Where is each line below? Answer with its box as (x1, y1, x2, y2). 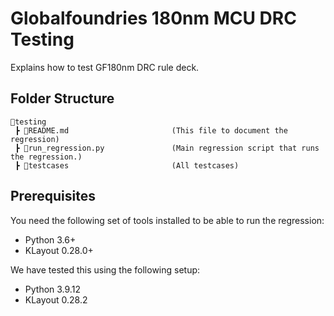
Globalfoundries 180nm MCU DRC (10, 7, 297, 30)
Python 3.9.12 (24, 283, 81, 295)
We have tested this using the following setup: (10, 263, 201, 276)
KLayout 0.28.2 (24, 293, 88, 306)
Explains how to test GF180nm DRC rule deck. (10, 61, 200, 73)
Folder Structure (10, 90, 115, 107)
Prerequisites (10, 188, 96, 205)
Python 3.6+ (24, 233, 77, 246)
